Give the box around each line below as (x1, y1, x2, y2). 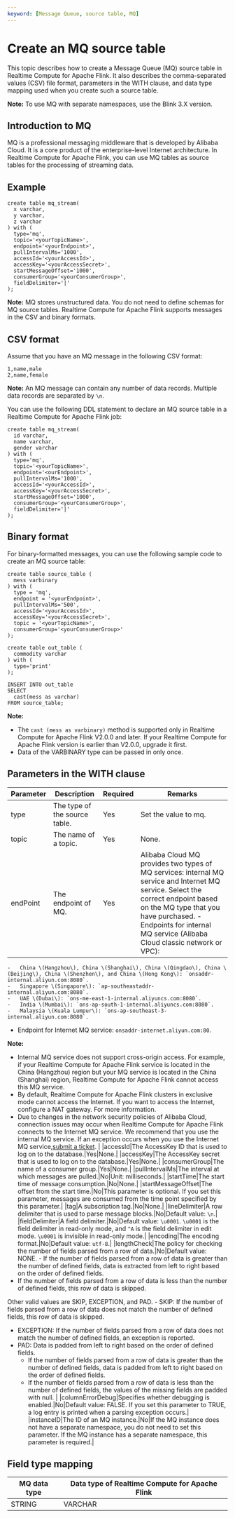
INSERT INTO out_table (7, 681, 73, 688)
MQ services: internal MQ (140, 867, 225, 877)
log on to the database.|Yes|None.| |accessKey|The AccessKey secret (17, 1150, 220, 1158)
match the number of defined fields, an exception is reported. (17, 1334, 195, 1342)
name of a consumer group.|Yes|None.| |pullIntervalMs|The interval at (17, 1164, 220, 1173)
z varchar (13, 218, 42, 225)
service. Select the (140, 885, 202, 894)
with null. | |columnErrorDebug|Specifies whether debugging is (27, 1393, 210, 1402)
